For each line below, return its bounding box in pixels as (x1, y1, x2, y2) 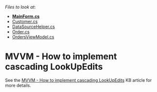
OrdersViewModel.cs (12, 34, 54, 40)
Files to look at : (5, 4, 36, 10)
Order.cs (12, 29, 30, 34)
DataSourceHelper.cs (12, 24, 55, 30)
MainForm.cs (12, 14, 40, 19)
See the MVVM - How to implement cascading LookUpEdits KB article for (5, 77, 152, 83)
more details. (5, 82, 32, 88)
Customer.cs (12, 19, 38, 24)
